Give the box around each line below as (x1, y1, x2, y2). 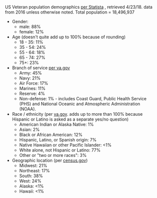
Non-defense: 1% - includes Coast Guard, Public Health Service (19, 96, 147, 101)
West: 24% (19, 178, 42, 183)
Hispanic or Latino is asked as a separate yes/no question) (12, 116, 129, 122)
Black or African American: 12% (19, 132, 83, 137)
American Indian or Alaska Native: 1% (19, 122, 94, 127)
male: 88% (19, 24, 41, 30)
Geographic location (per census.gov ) (12, 157, 88, 163)
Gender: (12, 19, 29, 24)
